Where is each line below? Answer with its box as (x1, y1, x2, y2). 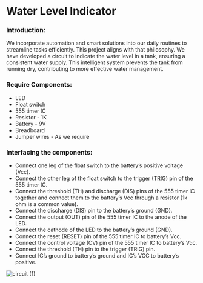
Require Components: (6, 81, 73, 89)
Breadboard (15, 126, 45, 134)
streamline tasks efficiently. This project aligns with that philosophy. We (6, 46, 185, 53)
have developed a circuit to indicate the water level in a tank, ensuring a (6, 53, 186, 60)
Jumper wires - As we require (15, 133, 90, 140)
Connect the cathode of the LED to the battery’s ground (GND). (15, 226, 173, 234)
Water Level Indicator (6, 4, 116, 18)
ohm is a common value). (15, 201, 79, 208)
